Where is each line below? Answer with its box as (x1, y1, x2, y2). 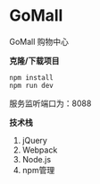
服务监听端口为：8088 (9, 98, 92, 109)
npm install (9, 73, 54, 82)
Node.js (21, 153, 52, 164)
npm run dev (9, 81, 54, 90)
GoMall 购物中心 (9, 36, 70, 47)
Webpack (21, 145, 58, 155)
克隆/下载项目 (9, 55, 60, 66)
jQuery (21, 135, 47, 145)
